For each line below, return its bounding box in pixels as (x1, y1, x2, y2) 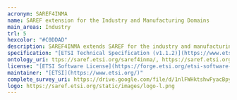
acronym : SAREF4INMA (7, 10, 68, 18)
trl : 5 (7, 30, 27, 37)
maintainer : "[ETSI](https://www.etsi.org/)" (7, 69, 143, 76)
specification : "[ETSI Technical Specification (7, 50, 150, 57)
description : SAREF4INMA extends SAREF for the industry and (7, 43, 191, 50)
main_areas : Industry (7, 23, 71, 30)
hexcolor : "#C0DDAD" (7, 37, 68, 44)
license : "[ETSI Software (7, 63, 83, 70)
